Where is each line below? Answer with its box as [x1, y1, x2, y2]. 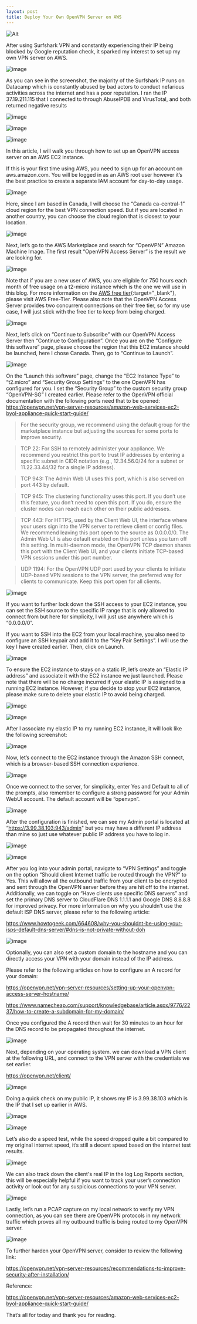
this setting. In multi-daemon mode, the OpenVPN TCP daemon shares [20, 541, 191, 548]
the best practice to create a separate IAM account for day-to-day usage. [6, 177, 184, 184]
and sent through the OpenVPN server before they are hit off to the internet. [6, 883, 189, 890]
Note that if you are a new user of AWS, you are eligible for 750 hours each [6, 277, 188, 284]
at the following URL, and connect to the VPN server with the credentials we [6, 1055, 190, 1062]
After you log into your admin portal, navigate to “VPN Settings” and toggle [6, 864, 186, 872]
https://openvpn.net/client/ [6, 1072, 72, 1079]
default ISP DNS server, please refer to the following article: [6, 908, 150, 915]
